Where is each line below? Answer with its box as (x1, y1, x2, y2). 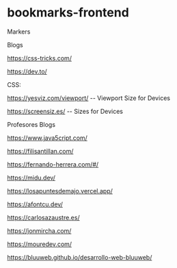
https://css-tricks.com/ (7, 53, 72, 62)
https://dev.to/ (7, 67, 48, 75)
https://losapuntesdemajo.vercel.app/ (7, 186, 113, 195)
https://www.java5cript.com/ (7, 134, 87, 142)
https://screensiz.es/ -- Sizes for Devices (7, 107, 124, 115)
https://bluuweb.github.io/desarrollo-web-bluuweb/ (7, 253, 152, 261)
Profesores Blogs (7, 120, 56, 128)
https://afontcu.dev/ (7, 200, 64, 208)
